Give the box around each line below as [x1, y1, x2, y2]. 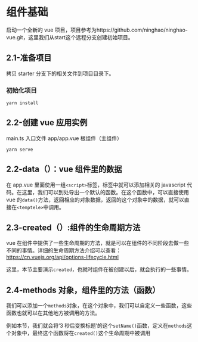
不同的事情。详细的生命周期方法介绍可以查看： [6, 247, 121, 254]
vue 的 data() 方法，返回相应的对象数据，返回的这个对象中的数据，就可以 [6, 196, 185, 203]
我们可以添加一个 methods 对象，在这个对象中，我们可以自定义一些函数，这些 [6, 302, 193, 309]
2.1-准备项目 [6, 53, 52, 63]
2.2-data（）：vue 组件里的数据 [6, 164, 122, 175]
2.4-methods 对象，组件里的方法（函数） [6, 285, 160, 295]
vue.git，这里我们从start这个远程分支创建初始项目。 [6, 33, 134, 41]
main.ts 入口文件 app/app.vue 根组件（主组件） [6, 135, 122, 142]
